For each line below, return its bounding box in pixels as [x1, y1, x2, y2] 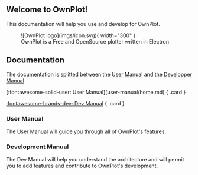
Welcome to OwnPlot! [6, 5, 88, 15]
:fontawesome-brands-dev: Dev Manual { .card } [6, 100, 125, 107]
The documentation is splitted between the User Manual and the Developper [6, 71, 192, 78]
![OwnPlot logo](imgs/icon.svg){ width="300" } [21, 32, 136, 39]
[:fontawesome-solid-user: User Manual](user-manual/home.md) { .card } [6, 88, 186, 95]
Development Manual [6, 143, 69, 151]
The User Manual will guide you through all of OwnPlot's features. [6, 128, 167, 135]
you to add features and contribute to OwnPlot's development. [6, 162, 158, 170]
